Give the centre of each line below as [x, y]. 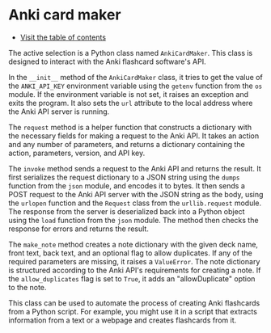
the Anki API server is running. [59, 112]
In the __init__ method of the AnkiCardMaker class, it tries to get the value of [135, 77]
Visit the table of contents [63, 37]
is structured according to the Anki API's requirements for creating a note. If [135, 270]
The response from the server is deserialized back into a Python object [127, 211]
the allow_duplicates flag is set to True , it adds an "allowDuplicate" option [132, 278]
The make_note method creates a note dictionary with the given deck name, [133, 244]
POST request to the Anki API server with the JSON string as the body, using [136, 194]
